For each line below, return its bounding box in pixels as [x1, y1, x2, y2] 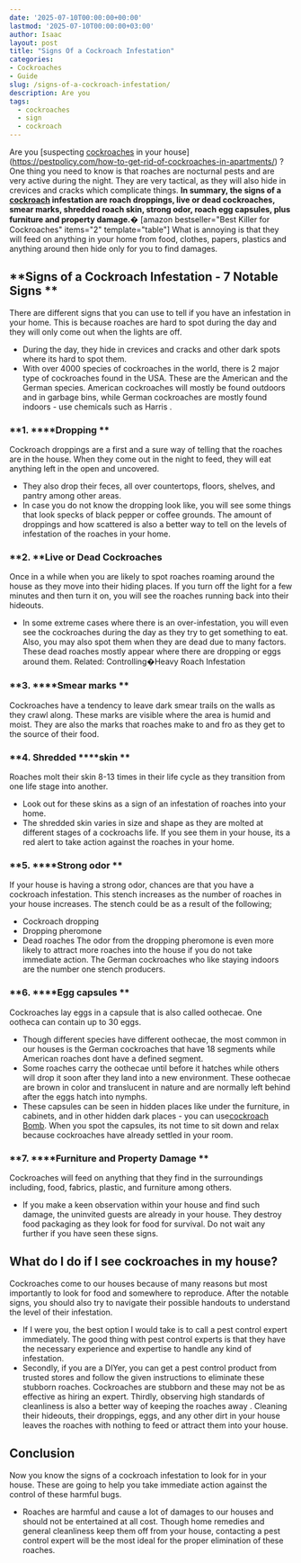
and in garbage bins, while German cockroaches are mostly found [22, 391, 268, 402]
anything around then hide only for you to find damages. [9, 244, 218, 254]
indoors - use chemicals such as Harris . [22, 401, 173, 412]
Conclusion [9, 1446, 75, 1461]
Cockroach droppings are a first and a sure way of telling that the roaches [9, 445, 283, 455]
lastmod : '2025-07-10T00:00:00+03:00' [9, 22, 155, 31]
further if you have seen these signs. [22, 1227, 159, 1238]
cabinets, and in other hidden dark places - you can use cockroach [22, 1110, 270, 1121]
